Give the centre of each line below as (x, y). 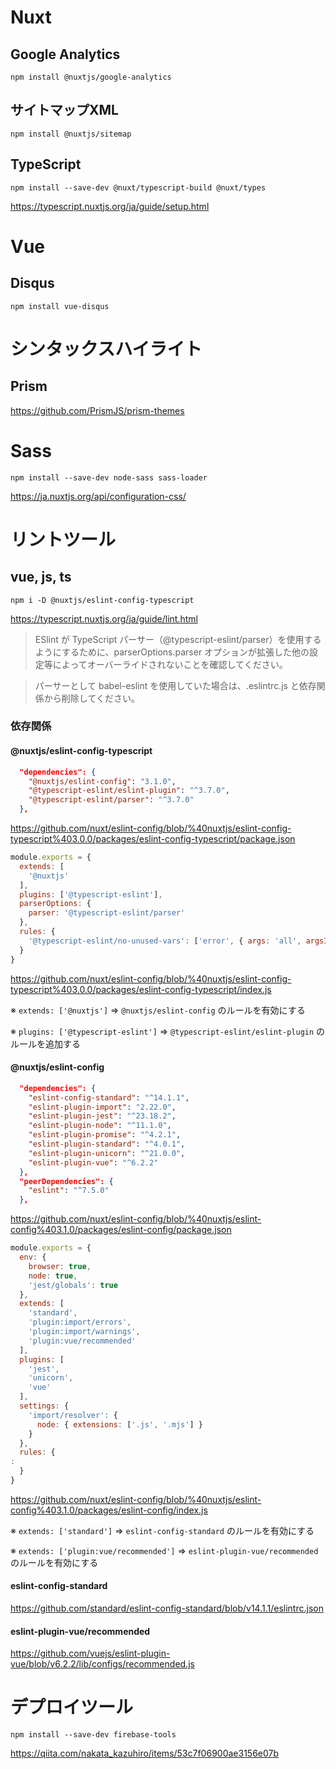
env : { (33, 1257)
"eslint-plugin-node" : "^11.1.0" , (100, 1126)
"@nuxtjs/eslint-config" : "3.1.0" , (102, 781)
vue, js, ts (41, 577)
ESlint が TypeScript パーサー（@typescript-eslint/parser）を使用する (178, 639)
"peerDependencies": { (66, 1181)
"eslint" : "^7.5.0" (69, 1191)
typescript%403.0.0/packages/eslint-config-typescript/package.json (153, 839)
